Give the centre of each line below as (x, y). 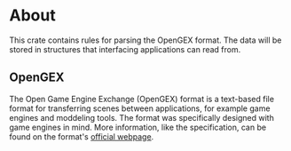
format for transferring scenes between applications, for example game (140, 108)
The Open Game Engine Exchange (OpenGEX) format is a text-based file (142, 99)
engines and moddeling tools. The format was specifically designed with (142, 117)
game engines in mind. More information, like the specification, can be (138, 127)
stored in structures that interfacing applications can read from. (125, 49)
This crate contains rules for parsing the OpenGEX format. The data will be (145, 40)
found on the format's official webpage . (82, 136)
